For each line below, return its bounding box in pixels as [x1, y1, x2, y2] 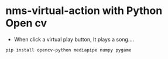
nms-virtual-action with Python [5, 4, 163, 18]
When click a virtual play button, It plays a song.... [13, 36, 135, 43]
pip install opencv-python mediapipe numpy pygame [5, 47, 132, 53]
